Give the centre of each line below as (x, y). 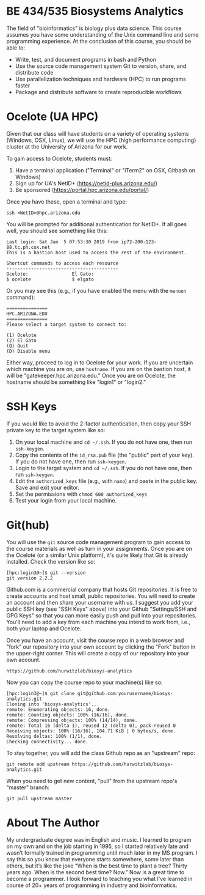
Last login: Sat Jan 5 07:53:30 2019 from (63, 242)
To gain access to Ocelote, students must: (59, 158)
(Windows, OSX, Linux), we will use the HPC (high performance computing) (101, 140)
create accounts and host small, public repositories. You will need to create (101, 596)
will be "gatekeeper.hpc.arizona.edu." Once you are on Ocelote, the (91, 375)
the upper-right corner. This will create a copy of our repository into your (98, 653)
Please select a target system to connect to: (67, 324)
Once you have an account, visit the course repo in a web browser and (95, 640)
